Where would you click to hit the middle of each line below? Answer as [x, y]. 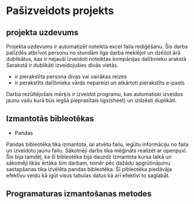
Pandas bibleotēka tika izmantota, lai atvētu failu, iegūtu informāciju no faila [98, 144]
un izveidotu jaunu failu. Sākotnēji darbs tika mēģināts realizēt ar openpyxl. [97, 150]
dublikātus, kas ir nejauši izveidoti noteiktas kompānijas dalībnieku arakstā [96, 59]
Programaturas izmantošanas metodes [79, 194]
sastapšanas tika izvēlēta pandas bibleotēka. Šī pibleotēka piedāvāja [89, 169]
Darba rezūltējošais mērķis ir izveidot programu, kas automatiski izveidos [95, 94]
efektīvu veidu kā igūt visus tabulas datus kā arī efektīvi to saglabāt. [88, 175]
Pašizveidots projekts [60, 11]
